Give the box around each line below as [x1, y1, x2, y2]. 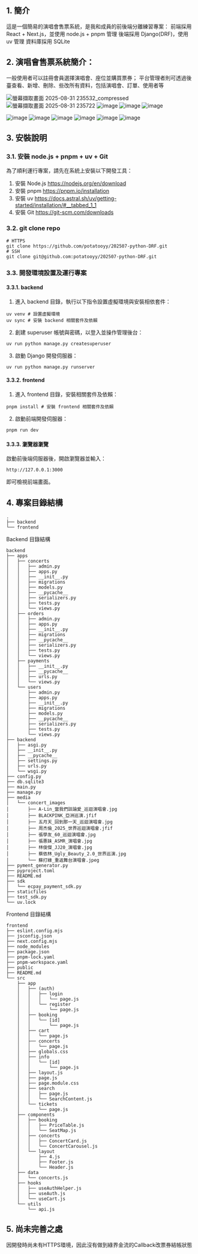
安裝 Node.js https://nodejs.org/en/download [14, 180, 127, 187]
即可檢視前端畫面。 [6, 478, 54, 485]
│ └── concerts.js [17, 1175, 68, 1181]
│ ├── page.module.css [17, 1080, 79, 1086]
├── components [17, 1112, 55, 1118]
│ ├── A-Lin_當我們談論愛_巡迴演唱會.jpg [6, 806, 118, 812]
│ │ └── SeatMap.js [17, 1127, 77, 1133]
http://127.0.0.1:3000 [6, 467, 63, 473]
